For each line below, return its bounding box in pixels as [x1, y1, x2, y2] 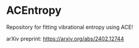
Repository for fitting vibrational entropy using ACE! [6, 23, 134, 31]
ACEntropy [6, 4, 62, 17]
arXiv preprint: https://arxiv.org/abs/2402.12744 [6, 35, 124, 42]
